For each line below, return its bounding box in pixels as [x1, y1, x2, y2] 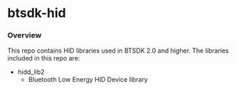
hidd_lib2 [17, 68, 45, 76]
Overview [7, 31, 42, 41]
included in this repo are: [7, 54, 80, 63]
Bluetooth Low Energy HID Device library [28, 75, 148, 84]
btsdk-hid [7, 5, 66, 21]
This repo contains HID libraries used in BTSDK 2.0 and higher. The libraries [7, 46, 229, 55]
